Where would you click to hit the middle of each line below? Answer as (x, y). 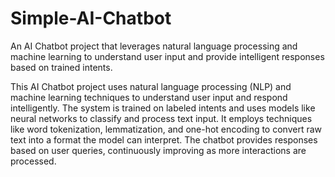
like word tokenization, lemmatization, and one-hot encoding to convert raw (166, 129)
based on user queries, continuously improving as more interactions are (158, 150)
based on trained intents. (61, 67)
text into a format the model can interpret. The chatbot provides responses (164, 139)
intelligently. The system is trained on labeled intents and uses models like (163, 108)
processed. (33, 161)
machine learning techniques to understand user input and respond (149, 97)
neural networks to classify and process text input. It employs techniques (161, 118)
